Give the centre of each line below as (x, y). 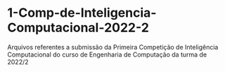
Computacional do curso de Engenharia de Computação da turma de (107, 55)
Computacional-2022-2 (78, 28)
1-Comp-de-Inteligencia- (82, 13)
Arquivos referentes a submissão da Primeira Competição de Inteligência (113, 47)
